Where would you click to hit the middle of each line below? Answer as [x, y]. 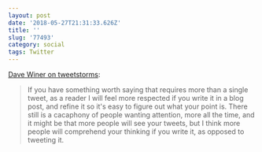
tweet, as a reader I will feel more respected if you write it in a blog [135, 98]
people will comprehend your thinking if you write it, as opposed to [136, 132]
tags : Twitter [31, 52]
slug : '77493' [31, 37]
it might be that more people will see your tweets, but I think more [134, 123]
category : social [37, 45]
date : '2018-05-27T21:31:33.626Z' [65, 23]
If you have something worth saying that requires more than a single [138, 90]
